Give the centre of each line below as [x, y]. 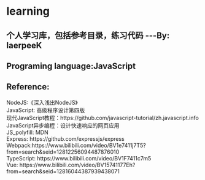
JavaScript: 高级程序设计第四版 [46, 110]
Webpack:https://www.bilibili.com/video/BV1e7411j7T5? [76, 145]
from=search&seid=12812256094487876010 [63, 152]
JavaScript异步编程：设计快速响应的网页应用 [63, 125]
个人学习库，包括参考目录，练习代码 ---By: [88, 35]
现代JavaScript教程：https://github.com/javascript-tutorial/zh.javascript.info [103, 118]
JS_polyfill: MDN [27, 132]
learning [28, 11]
